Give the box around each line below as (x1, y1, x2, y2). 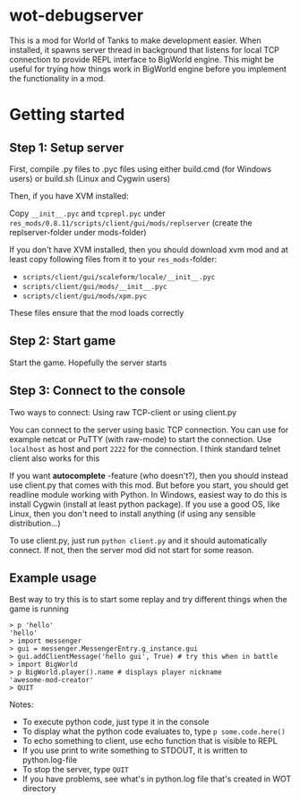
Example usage (9, 570, 97, 585)
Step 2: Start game (9, 333, 116, 349)
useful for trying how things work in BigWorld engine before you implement (9, 64, 287, 74)
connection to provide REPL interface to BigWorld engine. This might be (9, 54, 275, 64)
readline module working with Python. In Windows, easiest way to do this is (9, 489, 287, 499)
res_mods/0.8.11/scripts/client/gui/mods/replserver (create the (9, 217, 253, 228)
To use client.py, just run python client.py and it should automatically (9, 534, 267, 546)
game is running (9, 603, 69, 614)
